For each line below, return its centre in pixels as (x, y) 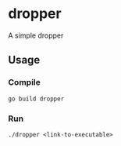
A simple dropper (36, 35)
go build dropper (36, 99)
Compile (24, 82)
